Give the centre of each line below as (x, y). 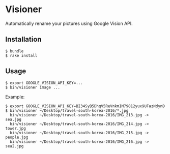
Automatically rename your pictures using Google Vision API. (69, 23)
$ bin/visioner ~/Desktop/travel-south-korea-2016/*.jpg (67, 110)
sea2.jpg (15, 146)
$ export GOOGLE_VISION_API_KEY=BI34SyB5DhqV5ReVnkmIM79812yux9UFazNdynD (85, 106)
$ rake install (21, 55)
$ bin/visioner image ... (33, 87)
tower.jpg (16, 128)
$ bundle (15, 51)
